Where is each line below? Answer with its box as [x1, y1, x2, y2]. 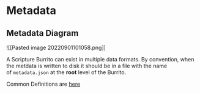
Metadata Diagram [6, 28, 79, 38]
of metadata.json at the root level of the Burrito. [6, 69, 127, 76]
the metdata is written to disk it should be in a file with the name [6, 62, 168, 69]
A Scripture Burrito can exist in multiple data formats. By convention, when [6, 56, 194, 63]
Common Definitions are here [6, 80, 81, 88]
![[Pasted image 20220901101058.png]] [6, 44, 106, 51]
